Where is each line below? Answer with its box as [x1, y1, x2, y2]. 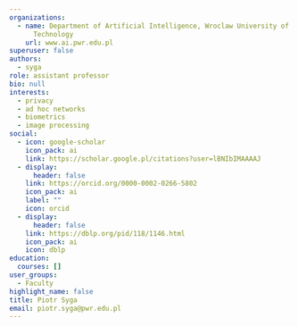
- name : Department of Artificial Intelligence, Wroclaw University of [17, 21, 290, 30]
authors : [9, 54, 42, 63]
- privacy [17, 96, 54, 105]
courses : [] [17, 263, 62, 272]
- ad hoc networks [17, 104, 87, 113]
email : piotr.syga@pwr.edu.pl [9, 304, 122, 313]
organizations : [9, 13, 66, 22]
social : [9, 130, 38, 138]
